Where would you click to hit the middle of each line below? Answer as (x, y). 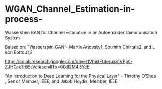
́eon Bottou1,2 (19, 52)
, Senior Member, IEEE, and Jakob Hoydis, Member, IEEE (61, 81)
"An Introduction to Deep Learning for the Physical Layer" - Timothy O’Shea (81, 76)
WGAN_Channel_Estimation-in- (70, 9)
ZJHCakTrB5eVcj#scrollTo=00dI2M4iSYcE (47, 67)
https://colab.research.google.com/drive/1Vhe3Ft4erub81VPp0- (69, 61)
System (13, 38)
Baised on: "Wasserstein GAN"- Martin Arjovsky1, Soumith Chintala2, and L (80, 47)
